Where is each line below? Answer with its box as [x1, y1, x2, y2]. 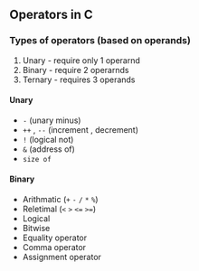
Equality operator [22, 232, 88, 243]
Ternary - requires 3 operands [22, 74, 136, 85]
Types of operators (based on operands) [9, 34, 192, 47]
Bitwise [22, 223, 51, 234]
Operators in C [9, 7, 93, 23]
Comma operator [22, 242, 87, 253]
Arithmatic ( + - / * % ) [22, 194, 99, 205]
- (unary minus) [22, 115, 81, 126]
